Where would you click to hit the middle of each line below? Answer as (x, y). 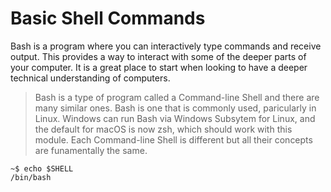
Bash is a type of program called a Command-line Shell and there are (177, 97)
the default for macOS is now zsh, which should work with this (163, 129)
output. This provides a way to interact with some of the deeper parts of (158, 56)
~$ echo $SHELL (42, 168)
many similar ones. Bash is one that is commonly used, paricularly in (175, 108)
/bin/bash (31, 177)
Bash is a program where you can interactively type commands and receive (166, 46)
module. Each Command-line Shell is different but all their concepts (173, 139)
